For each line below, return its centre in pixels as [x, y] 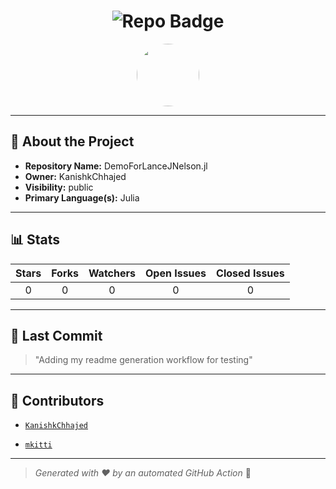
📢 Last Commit [56, 335]
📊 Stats [35, 240]
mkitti [38, 445]
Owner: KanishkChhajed [75, 176]
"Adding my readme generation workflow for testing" [143, 360]
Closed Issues [250, 273]
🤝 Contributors [57, 400]
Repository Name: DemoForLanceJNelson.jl [116, 166]
